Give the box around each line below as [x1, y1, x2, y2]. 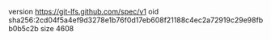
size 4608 [40, 24, 74, 33]
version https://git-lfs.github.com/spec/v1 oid [8, 7, 159, 16]
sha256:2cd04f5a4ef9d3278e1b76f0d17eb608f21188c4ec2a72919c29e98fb [8, 15, 264, 25]
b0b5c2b [8, 24, 39, 33]
